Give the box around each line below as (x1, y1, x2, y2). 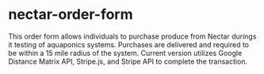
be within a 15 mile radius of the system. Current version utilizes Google (8, 48, 243, 57)
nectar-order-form (8, 6, 133, 24)
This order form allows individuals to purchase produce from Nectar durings (8, 31, 257, 41)
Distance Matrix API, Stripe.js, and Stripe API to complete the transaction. (8, 57, 248, 66)
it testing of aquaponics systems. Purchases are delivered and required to (8, 39, 250, 49)
